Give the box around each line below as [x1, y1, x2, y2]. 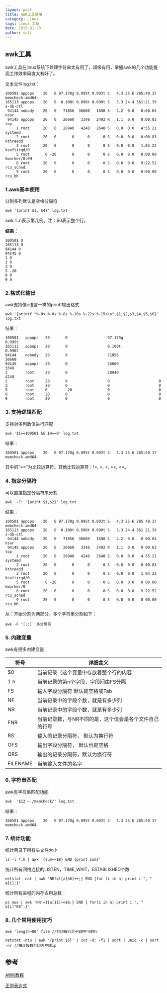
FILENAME [7, 760, 33, 767]
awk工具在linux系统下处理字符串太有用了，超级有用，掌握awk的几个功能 [5, 64, 154, 70]
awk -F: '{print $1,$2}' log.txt [5, 500, 77, 505]
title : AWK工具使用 [5, 12, 43, 17]
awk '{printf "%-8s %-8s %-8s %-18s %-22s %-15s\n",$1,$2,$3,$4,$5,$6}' [5, 312, 159, 317]
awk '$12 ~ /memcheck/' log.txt [5, 799, 75, 804]
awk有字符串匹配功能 [5, 789, 49, 795]
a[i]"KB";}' [5, 904, 30, 909]
